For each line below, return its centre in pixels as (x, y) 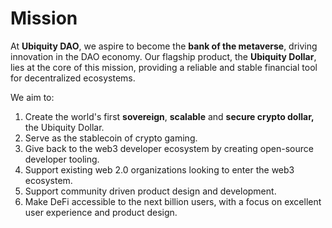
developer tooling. (62, 159)
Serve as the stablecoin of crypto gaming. (111, 138)
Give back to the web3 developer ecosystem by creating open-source (169, 148)
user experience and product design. (101, 212)
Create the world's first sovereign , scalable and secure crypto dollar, (169, 116)
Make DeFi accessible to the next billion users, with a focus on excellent (173, 201)
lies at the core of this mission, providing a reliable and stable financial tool (164, 67)
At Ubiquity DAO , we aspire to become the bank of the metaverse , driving (164, 46)
